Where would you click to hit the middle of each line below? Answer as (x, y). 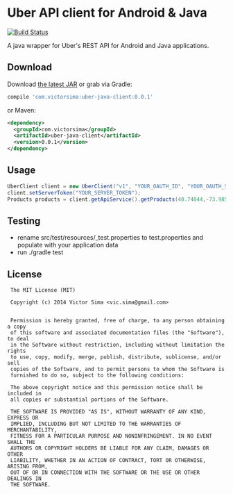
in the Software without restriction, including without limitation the (118, 345)
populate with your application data (68, 245)
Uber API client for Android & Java (107, 13)
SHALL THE (21, 443)
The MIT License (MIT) (43, 290)
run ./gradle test (40, 252)
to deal (18, 339)
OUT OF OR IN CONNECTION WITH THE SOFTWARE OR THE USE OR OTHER (105, 473)
